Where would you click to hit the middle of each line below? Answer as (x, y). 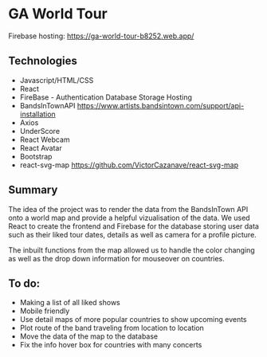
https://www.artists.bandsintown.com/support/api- (161, 105)
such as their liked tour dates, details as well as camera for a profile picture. (132, 234)
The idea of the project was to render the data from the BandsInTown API (128, 209)
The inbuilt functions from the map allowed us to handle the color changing (132, 250)
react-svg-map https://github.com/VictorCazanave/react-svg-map (129, 165)
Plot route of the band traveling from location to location (112, 328)
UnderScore (40, 131)
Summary (33, 190)
